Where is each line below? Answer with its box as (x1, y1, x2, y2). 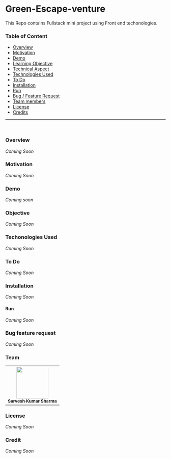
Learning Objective (12, 61, 53, 67)
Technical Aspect (12, 66, 49, 72)
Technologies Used (12, 71, 53, 77)
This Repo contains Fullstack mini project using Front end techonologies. (5, 20, 158, 26)
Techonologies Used (5, 234, 58, 241)
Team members (12, 98, 46, 104)
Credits (12, 109, 28, 115)
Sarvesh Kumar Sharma (8, 398, 57, 404)
